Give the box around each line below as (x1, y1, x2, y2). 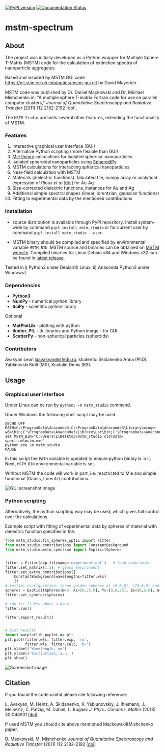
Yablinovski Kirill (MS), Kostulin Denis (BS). (5, 362, 92, 368)
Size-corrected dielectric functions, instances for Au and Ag (12, 185, 134, 191)
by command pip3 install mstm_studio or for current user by (23, 224, 148, 230)
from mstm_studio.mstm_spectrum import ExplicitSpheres (5, 547, 122, 552)
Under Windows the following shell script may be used (5, 411, 115, 417)
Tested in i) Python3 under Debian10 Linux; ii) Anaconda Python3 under (5, 264, 150, 270)
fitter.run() (5, 606, 32, 611)
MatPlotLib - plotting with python (12, 323, 80, 328)
